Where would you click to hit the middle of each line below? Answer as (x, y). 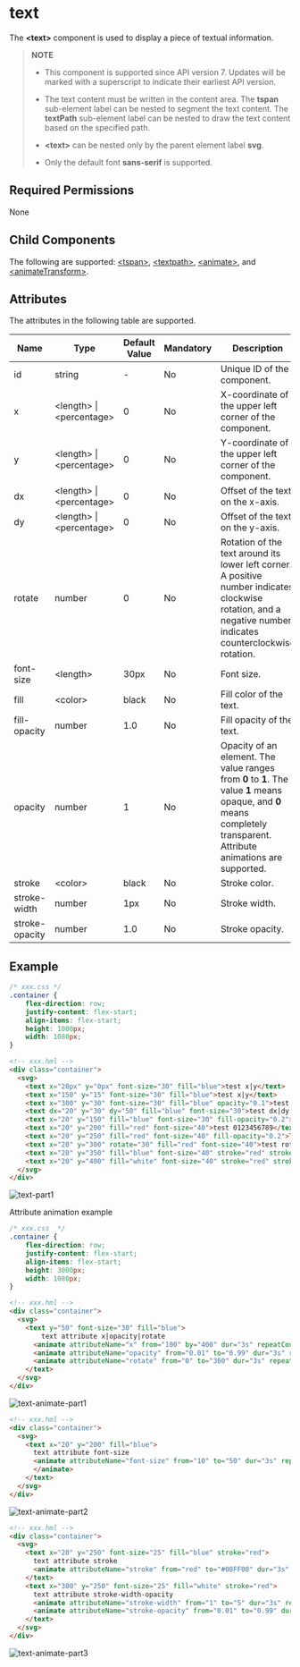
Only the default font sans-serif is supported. (128, 162)
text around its (250, 554)
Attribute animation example (61, 1212)
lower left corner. (256, 564)
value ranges (247, 768)
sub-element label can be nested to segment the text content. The (166, 108)
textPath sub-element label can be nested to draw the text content (167, 118)
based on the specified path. (97, 127)
